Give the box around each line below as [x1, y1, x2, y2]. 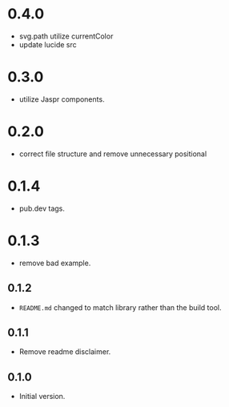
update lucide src [18, 39, 77, 49]
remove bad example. [18, 258, 91, 268]
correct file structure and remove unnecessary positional [18, 149, 207, 159]
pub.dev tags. [18, 203, 66, 213]
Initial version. [18, 392, 66, 401]
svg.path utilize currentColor [18, 31, 114, 41]
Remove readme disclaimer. [18, 347, 111, 357]
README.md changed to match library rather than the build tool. [18, 302, 222, 312]
